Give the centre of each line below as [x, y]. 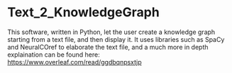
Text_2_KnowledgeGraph [83, 12]
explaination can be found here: [54, 55]
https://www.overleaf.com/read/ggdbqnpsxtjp [74, 62]
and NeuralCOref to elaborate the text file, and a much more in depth [108, 47]
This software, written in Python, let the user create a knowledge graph [111, 32]
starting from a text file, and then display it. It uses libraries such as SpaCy [116, 39]
